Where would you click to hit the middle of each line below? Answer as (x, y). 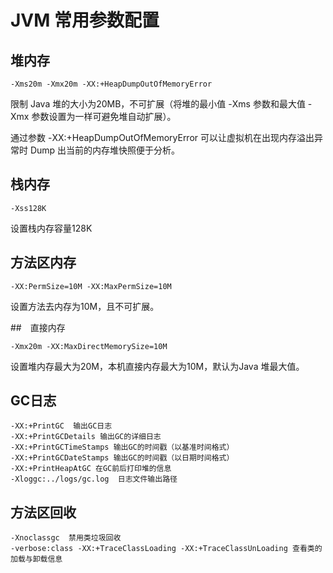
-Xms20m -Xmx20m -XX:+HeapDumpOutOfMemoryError (111, 84)
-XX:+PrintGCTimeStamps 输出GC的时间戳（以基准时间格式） (122, 447)
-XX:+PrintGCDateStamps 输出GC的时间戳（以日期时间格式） (122, 458)
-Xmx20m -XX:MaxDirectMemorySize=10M (89, 346)
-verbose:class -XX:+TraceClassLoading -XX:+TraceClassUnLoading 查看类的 (166, 549)
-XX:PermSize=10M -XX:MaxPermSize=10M (91, 286)
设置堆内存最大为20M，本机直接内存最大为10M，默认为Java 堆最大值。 (157, 366)
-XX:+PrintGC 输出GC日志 (61, 426)
